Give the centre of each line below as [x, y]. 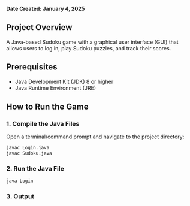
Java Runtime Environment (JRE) [55, 88]
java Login [20, 181]
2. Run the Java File [35, 168]
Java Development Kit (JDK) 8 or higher [64, 81]
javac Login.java [28, 148]
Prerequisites [32, 67]
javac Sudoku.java [29, 153]
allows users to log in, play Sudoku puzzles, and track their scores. [89, 48]
